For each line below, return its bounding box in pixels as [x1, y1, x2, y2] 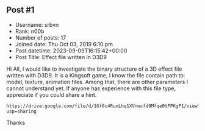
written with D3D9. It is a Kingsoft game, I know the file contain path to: [6, 71, 185, 79]
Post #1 [6, 5, 35, 15]
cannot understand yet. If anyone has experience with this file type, [6, 85, 176, 92]
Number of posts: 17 [15, 34, 67, 41]
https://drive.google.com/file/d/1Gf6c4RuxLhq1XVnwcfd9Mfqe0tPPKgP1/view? [6, 103, 201, 109]
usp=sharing [6, 108, 37, 115]
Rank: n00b [15, 27, 45, 35]
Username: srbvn [15, 21, 59, 28]
